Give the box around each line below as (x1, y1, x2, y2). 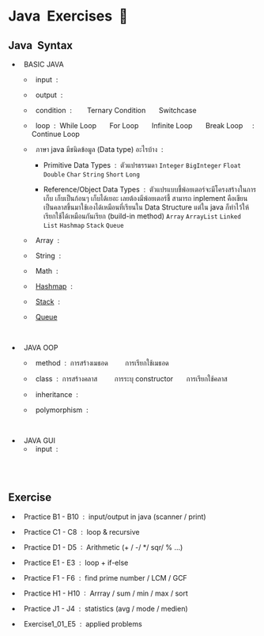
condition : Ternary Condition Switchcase (35, 106, 197, 115)
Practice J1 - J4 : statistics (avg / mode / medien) (23, 604, 188, 613)
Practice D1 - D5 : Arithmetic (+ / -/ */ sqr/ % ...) (23, 542, 183, 552)
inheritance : (35, 390, 79, 399)
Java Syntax (8, 39, 74, 52)
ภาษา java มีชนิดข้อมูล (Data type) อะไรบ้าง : (35, 145, 164, 153)
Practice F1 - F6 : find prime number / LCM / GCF (23, 573, 187, 582)
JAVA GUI (23, 436, 56, 445)
